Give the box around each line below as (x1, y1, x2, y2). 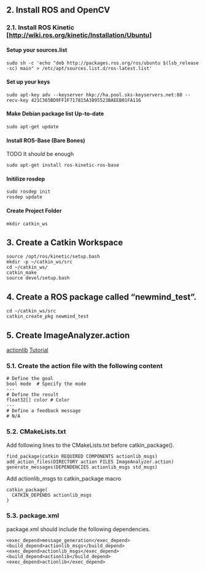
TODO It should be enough (6, 150, 74, 158)
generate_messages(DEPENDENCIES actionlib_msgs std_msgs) (6, 464, 158, 470)
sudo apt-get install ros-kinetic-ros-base (6, 162, 120, 168)
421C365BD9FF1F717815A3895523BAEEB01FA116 (31, 97, 141, 103)
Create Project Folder (6, 207, 62, 214)
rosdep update (6, 194, 43, 200)
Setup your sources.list (6, 46, 68, 53)
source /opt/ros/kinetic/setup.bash (6, 254, 100, 260)
